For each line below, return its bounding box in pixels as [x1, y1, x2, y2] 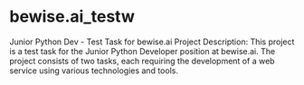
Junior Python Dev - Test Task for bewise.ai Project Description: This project [9, 36, 295, 47]
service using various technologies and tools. [9, 65, 179, 76]
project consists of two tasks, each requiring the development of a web [9, 55, 275, 66]
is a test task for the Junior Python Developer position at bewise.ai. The [9, 45, 276, 56]
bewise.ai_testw [9, 6, 136, 27]
